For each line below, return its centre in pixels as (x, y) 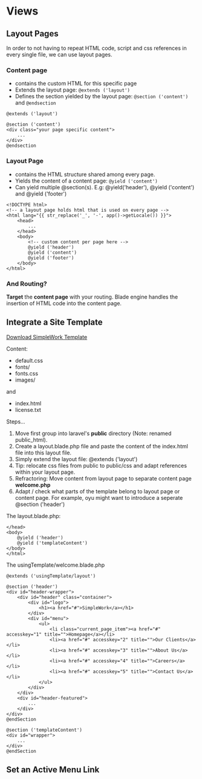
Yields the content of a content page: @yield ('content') (86, 181)
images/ (25, 380)
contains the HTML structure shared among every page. (85, 174)
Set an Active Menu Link (53, 770)
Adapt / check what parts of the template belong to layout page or (97, 491)
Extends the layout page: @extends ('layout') (73, 90)
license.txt (28, 410)
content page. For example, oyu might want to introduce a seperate (99, 497)
